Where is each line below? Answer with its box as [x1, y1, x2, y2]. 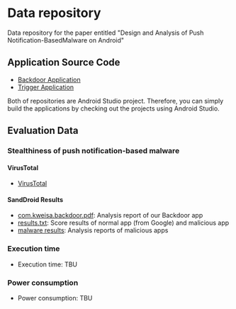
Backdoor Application [17, 75, 81, 84]
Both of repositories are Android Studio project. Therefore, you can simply [7, 96, 224, 105]
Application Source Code [7, 57, 120, 69]
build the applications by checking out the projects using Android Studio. [7, 104, 220, 113]
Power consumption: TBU [17, 294, 93, 303]
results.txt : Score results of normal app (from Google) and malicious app [17, 218, 230, 227]
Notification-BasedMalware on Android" [7, 35, 125, 44]
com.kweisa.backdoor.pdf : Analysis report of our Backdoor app [17, 211, 203, 220]
